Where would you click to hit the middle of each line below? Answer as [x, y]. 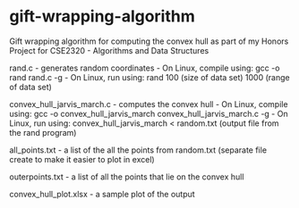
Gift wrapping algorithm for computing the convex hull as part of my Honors [149, 41]
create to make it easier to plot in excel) [82, 159]
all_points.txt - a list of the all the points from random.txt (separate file [138, 150]
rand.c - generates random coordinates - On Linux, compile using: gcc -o [145, 68]
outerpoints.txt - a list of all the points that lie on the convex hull [127, 177]
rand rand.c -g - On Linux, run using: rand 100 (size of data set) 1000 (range [149, 77]
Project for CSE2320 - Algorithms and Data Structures [109, 50]
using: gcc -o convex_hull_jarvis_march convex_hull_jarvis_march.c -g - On [149, 113]
